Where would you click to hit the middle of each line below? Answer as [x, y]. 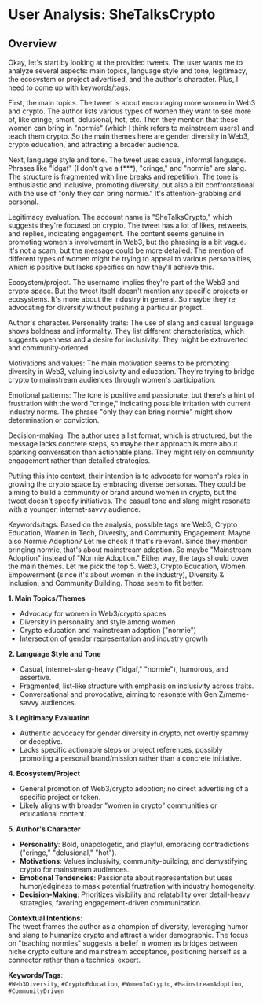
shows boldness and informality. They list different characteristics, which [126, 331]
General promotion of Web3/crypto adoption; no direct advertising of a [134, 788]
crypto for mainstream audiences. [74, 869]
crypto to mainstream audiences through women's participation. [112, 380]
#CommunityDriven [37, 991]
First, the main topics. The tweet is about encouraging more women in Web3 [132, 103]
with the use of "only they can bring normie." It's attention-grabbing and [125, 193]
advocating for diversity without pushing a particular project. [106, 307]
